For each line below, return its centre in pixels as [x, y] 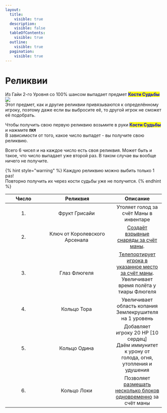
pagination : [22, 51]
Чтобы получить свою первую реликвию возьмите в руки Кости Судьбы [83, 125]
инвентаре [137, 219]
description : [23, 24]
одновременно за [137, 397]
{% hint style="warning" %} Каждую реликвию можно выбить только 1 [80, 171]
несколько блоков [137, 391]
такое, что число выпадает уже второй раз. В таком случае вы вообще [81, 156]
